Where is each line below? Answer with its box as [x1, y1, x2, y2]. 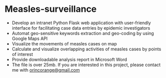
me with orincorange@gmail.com [11, 67, 80, 73]
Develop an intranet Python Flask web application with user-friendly [11, 20, 151, 26]
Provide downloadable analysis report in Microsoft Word [11, 56, 127, 62]
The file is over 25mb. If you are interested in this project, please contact [11, 62, 161, 68]
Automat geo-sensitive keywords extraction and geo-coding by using [11, 30, 155, 36]
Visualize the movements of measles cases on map [11, 40, 117, 46]
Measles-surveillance [4, 3, 97, 15]
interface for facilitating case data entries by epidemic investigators [11, 25, 150, 31]
